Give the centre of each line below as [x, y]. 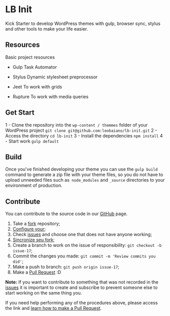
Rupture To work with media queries [50, 96]
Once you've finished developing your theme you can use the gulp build [82, 169]
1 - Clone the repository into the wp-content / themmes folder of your [77, 125]
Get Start [20, 113]
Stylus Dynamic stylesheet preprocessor [55, 77]
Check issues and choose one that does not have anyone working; [82, 235]
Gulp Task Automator [35, 67]
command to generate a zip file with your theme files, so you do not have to [84, 175]
